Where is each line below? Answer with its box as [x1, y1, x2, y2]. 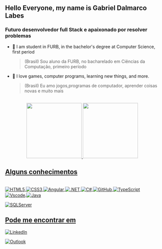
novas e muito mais [24, 88, 64, 94]
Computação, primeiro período [24, 63, 87, 69]
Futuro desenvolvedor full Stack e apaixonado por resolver [5, 27, 148, 33]
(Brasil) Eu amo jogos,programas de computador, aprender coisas [24, 83, 158, 88]
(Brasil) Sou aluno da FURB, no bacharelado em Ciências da [24, 58, 145, 64]
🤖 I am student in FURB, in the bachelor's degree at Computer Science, [12, 44, 156, 50]
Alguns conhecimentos [5, 168, 78, 176]
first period [12, 49, 35, 55]
